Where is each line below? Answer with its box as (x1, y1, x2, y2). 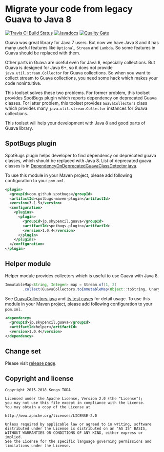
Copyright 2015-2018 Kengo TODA (5, 387, 71, 392)
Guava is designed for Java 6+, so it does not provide (5, 65, 113, 71)
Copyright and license (5, 375, 74, 383)
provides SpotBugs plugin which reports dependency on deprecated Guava (5, 95, 157, 101)
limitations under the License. (5, 443, 71, 448)
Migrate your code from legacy (5, 3, 133, 15)
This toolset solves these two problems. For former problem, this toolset (5, 90, 150, 95)
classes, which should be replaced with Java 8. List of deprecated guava (5, 158, 152, 164)
